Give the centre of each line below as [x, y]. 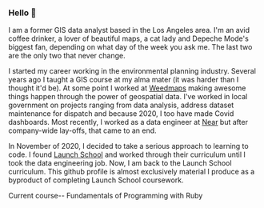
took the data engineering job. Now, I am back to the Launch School [120, 163]
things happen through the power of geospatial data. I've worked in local [128, 97]
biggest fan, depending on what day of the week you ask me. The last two [130, 47]
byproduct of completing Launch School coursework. [96, 180]
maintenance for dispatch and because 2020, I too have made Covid [121, 114]
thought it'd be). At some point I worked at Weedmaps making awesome [127, 88]
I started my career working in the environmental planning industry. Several [132, 71]
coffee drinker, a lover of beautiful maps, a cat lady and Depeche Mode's [129, 38]
